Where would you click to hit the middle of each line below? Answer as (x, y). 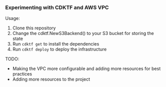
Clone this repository (34, 28)
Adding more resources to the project (51, 79)
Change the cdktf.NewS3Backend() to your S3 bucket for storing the (83, 33)
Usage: (13, 18)
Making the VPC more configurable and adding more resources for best (87, 68)
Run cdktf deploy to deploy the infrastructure (59, 49)
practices (22, 74)
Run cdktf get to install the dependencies (56, 44)
